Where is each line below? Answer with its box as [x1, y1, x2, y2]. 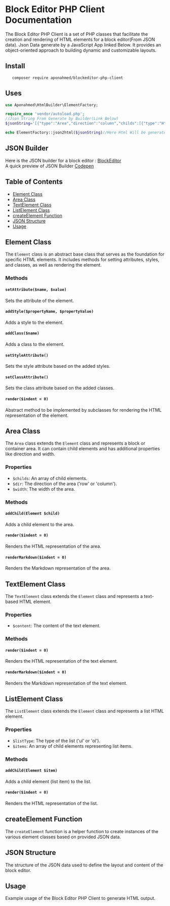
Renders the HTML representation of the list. [5, 800, 98, 806]
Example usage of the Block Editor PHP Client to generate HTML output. [5, 895, 156, 901]
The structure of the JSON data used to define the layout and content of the [5, 861, 163, 868]
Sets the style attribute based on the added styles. [5, 363, 110, 369]
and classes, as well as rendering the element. [5, 262, 102, 268]
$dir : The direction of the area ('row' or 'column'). [12, 481, 117, 487]
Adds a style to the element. [5, 319, 64, 325]
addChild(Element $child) [5, 511, 60, 516]
